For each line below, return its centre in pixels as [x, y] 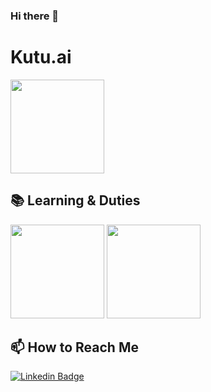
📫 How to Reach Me [74, 347]
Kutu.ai [41, 57]
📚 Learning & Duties [75, 200]
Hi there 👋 [35, 16]
